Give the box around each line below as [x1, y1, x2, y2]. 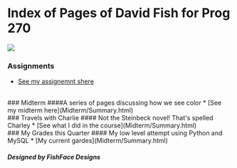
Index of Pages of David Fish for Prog [7, 5, 231, 21]
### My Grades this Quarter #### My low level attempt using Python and [7, 129, 223, 137]
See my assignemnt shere [17, 77, 95, 86]
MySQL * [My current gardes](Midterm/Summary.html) [7, 137, 169, 145]
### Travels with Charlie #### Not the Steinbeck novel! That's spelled [7, 114, 214, 122]
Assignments [7, 61, 55, 70]
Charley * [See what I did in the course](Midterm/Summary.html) [7, 121, 197, 130]
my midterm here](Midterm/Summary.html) [7, 106, 134, 115]
